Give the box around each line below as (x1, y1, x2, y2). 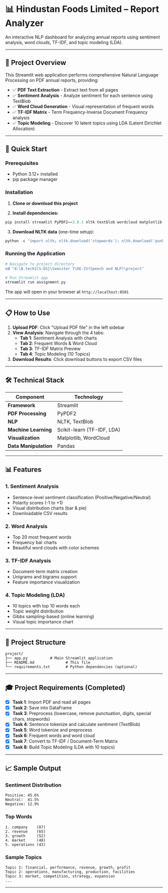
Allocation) (12, 125, 35, 131)
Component (15, 393, 44, 400)
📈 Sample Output (5, 764, 61, 772)
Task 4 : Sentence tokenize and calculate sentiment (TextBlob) (12, 721, 140, 727)
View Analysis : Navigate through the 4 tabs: (12, 330, 104, 336)
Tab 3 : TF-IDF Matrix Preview (19, 345, 81, 352)
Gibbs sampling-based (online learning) (12, 613, 94, 619)
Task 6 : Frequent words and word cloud (12, 732, 95, 738)
